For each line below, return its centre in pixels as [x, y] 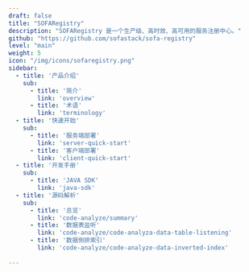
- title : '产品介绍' [48, 76]
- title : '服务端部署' [65, 135]
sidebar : [23, 68]
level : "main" [32, 46]
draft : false [30, 16]
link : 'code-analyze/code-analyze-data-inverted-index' [133, 248]
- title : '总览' [56, 210]
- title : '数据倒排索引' [68, 241]
